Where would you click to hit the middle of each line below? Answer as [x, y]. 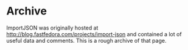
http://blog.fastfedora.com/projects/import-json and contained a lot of [94, 34]
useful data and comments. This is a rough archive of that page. [86, 40]
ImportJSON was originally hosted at [52, 28]
